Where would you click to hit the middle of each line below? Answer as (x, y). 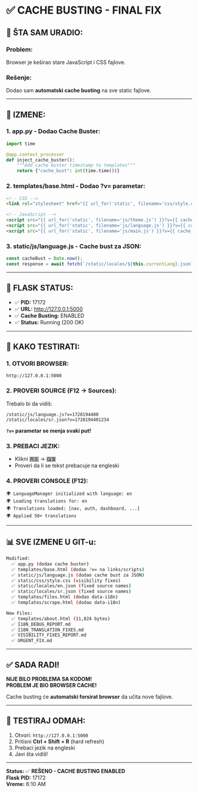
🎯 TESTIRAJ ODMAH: (46, 721)
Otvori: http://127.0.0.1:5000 (51, 735)
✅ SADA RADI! (33, 664)
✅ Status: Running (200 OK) (49, 322)
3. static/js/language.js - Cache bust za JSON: (74, 246)
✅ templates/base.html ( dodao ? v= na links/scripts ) (78, 569)
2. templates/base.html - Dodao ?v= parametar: (76, 186)
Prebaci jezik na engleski (45, 748)
